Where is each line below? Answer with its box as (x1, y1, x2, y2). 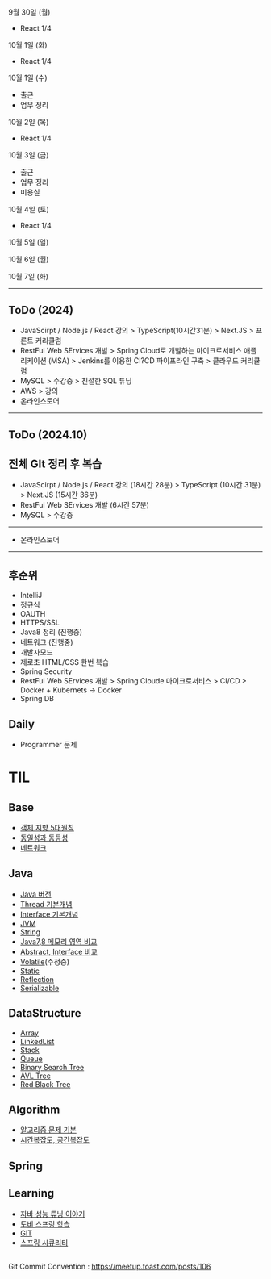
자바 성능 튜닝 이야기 (19, 1209, 85, 1218)
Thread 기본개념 (19, 899, 73, 909)
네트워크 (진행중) (19, 637, 74, 647)
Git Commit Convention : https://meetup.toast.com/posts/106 (8, 1262, 211, 1272)
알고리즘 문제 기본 (19, 1125, 77, 1135)
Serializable (19, 983, 60, 993)
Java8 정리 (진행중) (19, 627, 83, 637)
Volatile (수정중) (19, 956, 70, 967)
